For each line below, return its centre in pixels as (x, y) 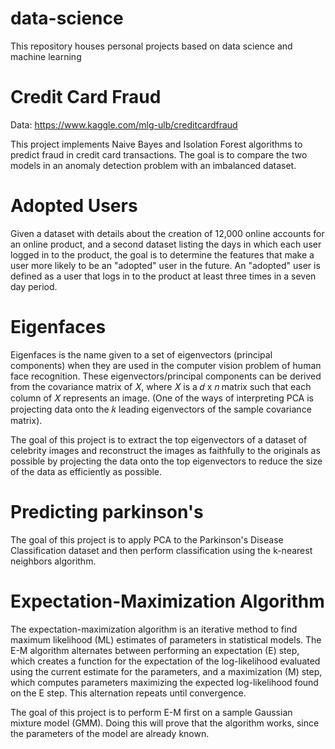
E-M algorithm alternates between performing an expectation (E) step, (155, 650)
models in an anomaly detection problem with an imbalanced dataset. (153, 165)
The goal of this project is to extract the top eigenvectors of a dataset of (159, 439)
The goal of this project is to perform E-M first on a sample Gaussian (151, 712)
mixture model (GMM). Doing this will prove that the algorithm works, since (165, 723)
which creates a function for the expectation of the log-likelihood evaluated (165, 661)
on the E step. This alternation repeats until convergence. (128, 693)
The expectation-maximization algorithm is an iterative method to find (154, 629)
